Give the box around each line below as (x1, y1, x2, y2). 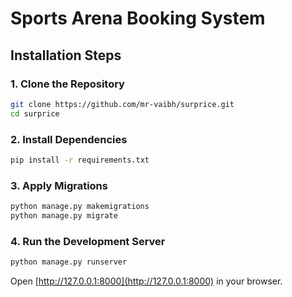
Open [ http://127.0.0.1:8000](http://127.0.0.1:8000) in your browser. (10, 275, 283, 287)
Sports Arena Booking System (10, 7, 266, 30)
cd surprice (10, 108, 60, 119)
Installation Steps (10, 47, 122, 64)
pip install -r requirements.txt (10, 155, 150, 165)
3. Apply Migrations (10, 178, 108, 192)
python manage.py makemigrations (10, 202, 150, 212)
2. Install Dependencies (10, 132, 128, 146)
